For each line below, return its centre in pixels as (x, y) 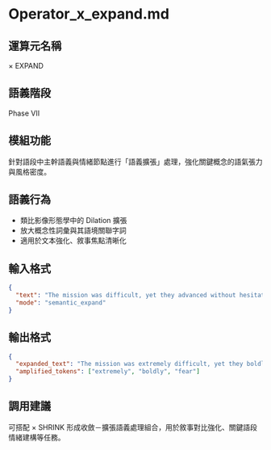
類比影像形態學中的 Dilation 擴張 (73, 221)
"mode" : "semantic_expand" (61, 303)
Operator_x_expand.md (89, 14)
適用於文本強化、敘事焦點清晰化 (73, 241)
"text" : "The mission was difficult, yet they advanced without (126, 296)
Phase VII (24, 113)
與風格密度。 (29, 171)
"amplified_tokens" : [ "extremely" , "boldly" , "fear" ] (108, 372)
